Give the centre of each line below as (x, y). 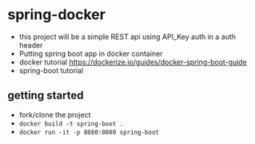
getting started (46, 96)
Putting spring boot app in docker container (91, 53)
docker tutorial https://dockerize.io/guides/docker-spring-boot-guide (133, 62)
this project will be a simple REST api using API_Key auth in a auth (127, 37)
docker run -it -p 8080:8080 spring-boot (89, 132)
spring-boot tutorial (51, 70)
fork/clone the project (55, 115)
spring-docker (56, 15)
